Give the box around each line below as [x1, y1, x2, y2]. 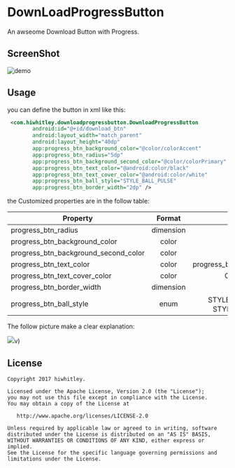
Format [156, 213, 181, 223]
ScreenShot [7, 48, 60, 60]
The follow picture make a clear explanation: [7, 322, 135, 330]
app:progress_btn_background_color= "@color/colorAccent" [32, 145, 201, 152]
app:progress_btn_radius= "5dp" [32, 152, 124, 159]
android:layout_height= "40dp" [32, 138, 120, 146]
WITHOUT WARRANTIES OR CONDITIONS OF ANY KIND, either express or [7, 437, 205, 444]
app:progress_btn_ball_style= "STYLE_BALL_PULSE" [32, 178, 177, 185]
